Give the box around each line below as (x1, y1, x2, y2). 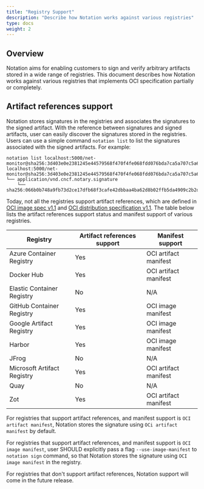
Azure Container (9, 249, 56, 258)
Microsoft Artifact (9, 364, 59, 372)
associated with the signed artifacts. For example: (6, 143, 131, 151)
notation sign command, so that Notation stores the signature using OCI (6, 452, 188, 459)
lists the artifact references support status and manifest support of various (6, 210, 193, 217)
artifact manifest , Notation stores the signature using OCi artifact (6, 420, 178, 428)
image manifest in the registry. (6, 458, 82, 465)
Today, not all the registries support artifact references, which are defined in (6, 197, 197, 205)
